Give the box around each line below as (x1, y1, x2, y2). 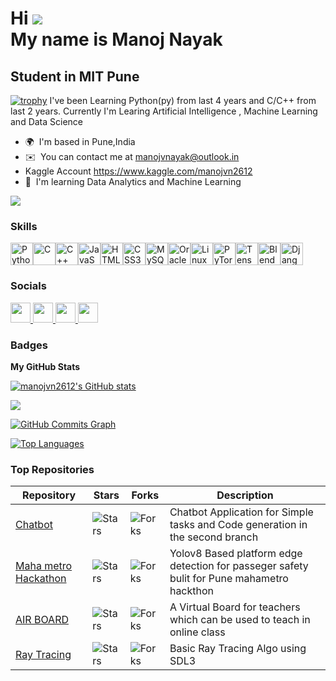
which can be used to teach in (169, 613, 311, 627)
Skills (10, 219, 38, 233)
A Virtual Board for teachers (169, 600, 301, 614)
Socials (10, 279, 47, 293)
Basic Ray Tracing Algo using (169, 642, 307, 656)
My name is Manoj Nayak (10, 28, 223, 51)
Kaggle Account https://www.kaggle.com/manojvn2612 (24, 165, 253, 177)
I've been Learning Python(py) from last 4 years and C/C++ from (49, 95, 317, 106)
